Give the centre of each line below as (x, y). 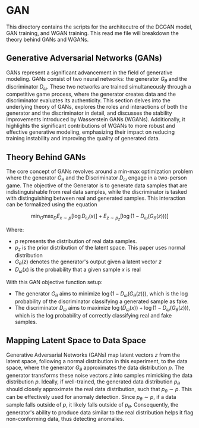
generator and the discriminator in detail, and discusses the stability (89, 113)
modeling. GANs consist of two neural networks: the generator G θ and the (97, 79)
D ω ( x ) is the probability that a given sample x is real (78, 270)
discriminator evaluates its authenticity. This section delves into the (88, 100)
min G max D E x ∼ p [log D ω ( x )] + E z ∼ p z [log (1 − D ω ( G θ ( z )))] (100, 217)
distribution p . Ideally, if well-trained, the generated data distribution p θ (93, 382)
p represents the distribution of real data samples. (76, 241)
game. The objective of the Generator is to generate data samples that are (97, 185)
